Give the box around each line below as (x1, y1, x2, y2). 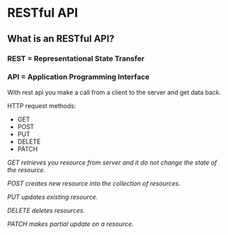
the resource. (7, 165, 46, 174)
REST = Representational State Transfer (7, 54, 145, 63)
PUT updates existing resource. (7, 192, 98, 201)
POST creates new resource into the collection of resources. (7, 179, 181, 188)
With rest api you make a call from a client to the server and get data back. (7, 88, 222, 96)
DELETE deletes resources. (7, 206, 85, 214)
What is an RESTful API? (7, 33, 115, 45)
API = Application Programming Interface (7, 72, 150, 82)
